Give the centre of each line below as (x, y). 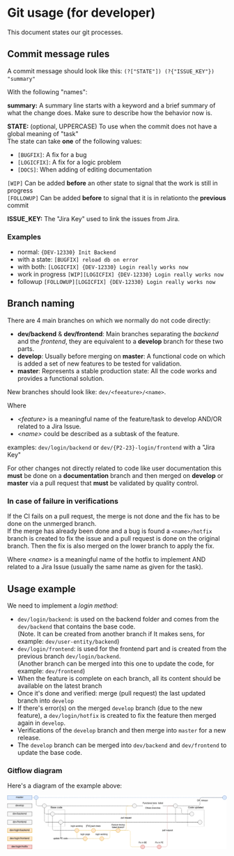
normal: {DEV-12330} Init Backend (67, 252)
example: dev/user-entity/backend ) (68, 641)
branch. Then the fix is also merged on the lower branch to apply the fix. (111, 546)
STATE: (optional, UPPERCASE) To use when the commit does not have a (112, 126)
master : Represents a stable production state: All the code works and (117, 370)
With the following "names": (47, 91)
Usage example (42, 588)
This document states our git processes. (65, 32)
